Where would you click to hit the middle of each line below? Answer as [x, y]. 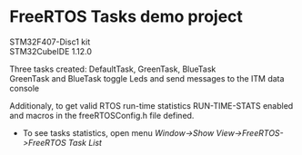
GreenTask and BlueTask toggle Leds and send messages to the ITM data [147, 78]
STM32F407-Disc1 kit [50, 42]
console [25, 88]
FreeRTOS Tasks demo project [126, 17]
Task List [85, 142]
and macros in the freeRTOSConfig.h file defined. [102, 115]
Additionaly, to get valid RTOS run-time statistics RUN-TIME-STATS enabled [151, 105]
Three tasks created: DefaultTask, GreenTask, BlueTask [113, 69]
